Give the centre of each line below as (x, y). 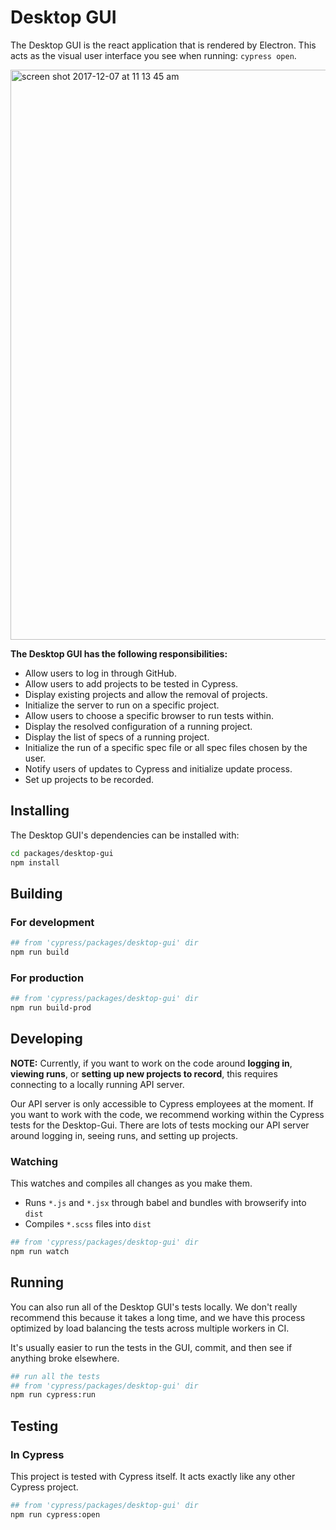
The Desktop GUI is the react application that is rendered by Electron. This (163, 45)
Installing (40, 811)
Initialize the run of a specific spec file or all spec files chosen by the (166, 747)
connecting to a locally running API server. (97, 1084)
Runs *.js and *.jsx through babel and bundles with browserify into (165, 1203)
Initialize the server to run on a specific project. (122, 705)
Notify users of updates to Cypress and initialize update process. (158, 768)
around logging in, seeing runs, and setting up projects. (124, 1135)
